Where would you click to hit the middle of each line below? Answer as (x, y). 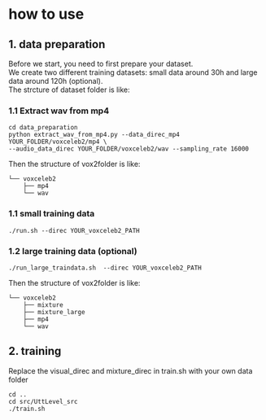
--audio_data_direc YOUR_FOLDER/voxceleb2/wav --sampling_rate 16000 (129, 149)
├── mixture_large (54, 312)
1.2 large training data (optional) (73, 251)
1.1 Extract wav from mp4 (59, 111)
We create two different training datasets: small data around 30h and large (133, 72)
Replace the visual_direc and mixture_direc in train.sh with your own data (131, 370)
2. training (35, 351)
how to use (46, 14)
